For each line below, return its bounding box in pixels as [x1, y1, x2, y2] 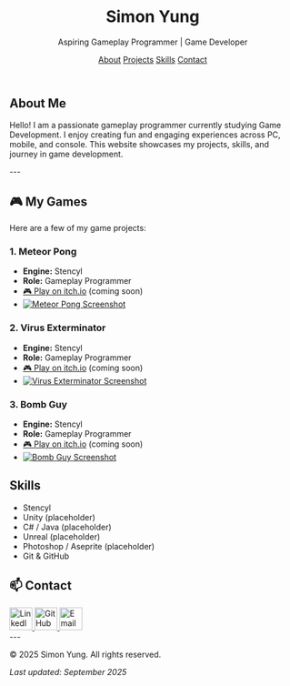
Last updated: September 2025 [9, 666, 127, 677]
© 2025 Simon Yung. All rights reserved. [9, 649, 162, 660]
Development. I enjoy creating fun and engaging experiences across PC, [9, 129, 281, 140]
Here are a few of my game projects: [9, 223, 147, 234]
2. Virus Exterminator [9, 321, 106, 334]
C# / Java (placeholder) [22, 521, 112, 532]
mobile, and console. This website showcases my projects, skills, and [9, 139, 270, 150]
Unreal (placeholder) [22, 530, 101, 542]
